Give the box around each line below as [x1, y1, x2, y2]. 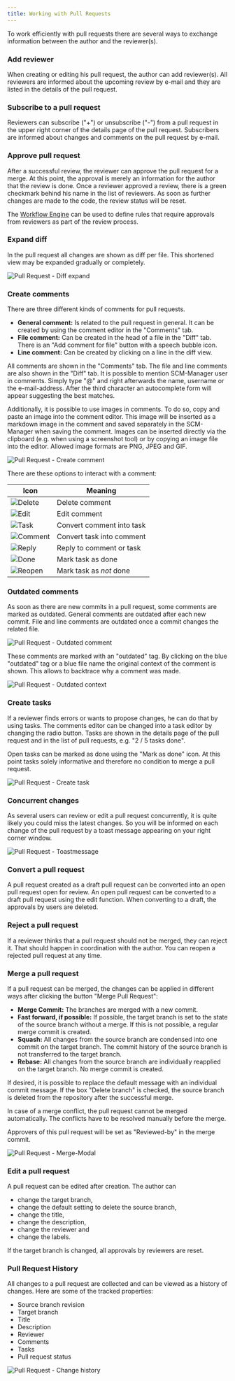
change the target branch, [17, 1196, 93, 1204]
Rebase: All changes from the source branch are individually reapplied [17, 1057, 222, 1066]
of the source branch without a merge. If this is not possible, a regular [17, 1020, 219, 1029]
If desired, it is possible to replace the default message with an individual [7, 1078, 218, 1087]
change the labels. [17, 1233, 71, 1241]
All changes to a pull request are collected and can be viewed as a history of [7, 1280, 227, 1288]
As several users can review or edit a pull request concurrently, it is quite [7, 812, 217, 820]
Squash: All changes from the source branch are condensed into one [17, 1035, 218, 1043]
